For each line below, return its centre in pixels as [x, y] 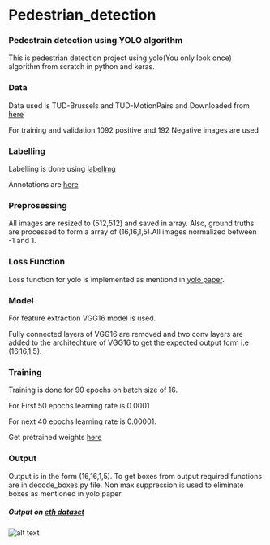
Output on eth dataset [47, 512]
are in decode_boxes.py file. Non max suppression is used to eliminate [126, 485]
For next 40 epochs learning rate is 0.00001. [82, 421]
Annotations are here [43, 185]
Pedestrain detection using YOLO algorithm [96, 41]
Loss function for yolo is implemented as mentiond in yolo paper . [116, 279]
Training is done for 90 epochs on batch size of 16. [93, 390]
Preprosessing [38, 205]
